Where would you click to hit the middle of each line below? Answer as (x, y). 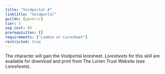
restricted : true (23, 42)
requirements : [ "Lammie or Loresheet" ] (46, 37)
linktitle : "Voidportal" (31, 14)
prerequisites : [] (24, 33)
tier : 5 (13, 23)
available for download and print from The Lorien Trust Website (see (75, 61)
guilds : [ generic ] (24, 19)
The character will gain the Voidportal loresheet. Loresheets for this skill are (82, 56)
